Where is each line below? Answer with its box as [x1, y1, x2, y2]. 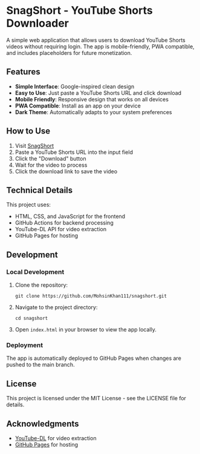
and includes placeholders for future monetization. [6, 49, 132, 56]
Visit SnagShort [15, 142, 54, 149]
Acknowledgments [6, 418, 80, 429]
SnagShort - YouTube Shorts [6, 4, 153, 18]
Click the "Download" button [15, 155, 86, 162]
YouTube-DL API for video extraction [15, 226, 107, 233]
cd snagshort [15, 315, 48, 322]
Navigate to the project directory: [15, 304, 98, 311]
